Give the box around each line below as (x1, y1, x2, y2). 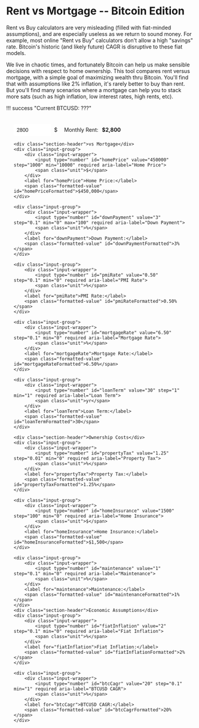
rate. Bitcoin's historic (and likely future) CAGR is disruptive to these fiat (6, 43, 183, 50)
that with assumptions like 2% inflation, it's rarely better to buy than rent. (6, 80, 185, 87)
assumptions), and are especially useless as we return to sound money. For (6, 30, 192, 37)
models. (6, 49, 26, 56)
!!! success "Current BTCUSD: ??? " (6, 104, 91, 111)
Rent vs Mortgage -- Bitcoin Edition (6, 4, 185, 18)
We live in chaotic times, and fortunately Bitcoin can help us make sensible (6, 61, 190, 68)
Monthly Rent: (63, 126, 99, 134)
